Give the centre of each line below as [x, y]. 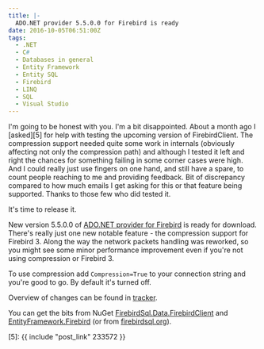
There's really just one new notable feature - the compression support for [128, 233]
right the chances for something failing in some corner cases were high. [126, 160]
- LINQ [26, 89]
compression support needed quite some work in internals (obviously [122, 144]
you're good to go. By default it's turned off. [80, 282]
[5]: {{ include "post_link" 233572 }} [67, 337]
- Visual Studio [42, 104]
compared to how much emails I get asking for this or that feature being [125, 186]
